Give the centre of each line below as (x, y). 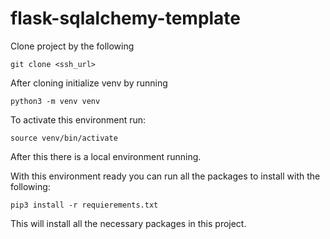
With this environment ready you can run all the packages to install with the (165, 176)
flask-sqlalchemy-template (126, 18)
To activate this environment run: (78, 119)
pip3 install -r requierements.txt (84, 205)
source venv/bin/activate (64, 138)
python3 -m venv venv (55, 101)
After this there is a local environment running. (106, 156)
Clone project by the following (72, 46)
